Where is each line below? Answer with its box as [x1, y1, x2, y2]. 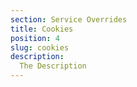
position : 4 [10, 33, 60, 43]
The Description [19, 61, 87, 71]
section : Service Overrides [10, 14, 128, 25]
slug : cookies [10, 42, 70, 53]
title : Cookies [10, 24, 74, 34]
